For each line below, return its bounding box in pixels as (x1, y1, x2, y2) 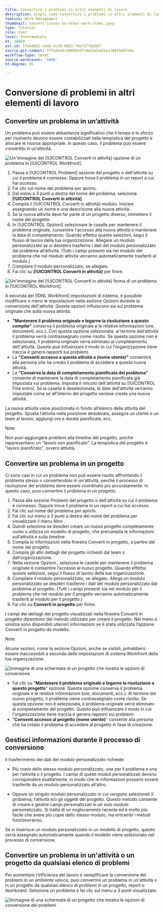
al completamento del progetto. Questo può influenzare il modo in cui (12, 706, 152, 712)
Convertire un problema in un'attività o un (5, 851, 135, 860)
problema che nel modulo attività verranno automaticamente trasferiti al (12, 253, 157, 259)
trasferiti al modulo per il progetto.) (12, 596, 82, 602)
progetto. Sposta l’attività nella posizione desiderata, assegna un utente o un (5, 411, 159, 417)
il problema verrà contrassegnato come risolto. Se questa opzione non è (12, 333, 158, 339)
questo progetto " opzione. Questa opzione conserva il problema (12, 685, 143, 691)
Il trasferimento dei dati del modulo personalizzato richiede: (5, 756, 125, 762)
